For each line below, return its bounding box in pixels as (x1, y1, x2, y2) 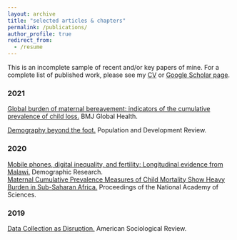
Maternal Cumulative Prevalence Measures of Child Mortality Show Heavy (7, 175, 226, 184)
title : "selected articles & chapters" (7, 17, 126, 24)
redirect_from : (7, 37, 53, 44)
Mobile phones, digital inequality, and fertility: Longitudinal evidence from (7, 160, 223, 168)
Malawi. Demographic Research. (7, 167, 104, 176)
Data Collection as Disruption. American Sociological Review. (7, 224, 187, 232)
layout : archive (7, 10, 56, 18)
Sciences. (7, 190, 37, 199)
